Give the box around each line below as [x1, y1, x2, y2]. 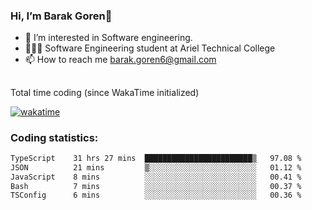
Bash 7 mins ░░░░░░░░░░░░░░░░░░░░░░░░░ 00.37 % [10, 181, 302, 191]
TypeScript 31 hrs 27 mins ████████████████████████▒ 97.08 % [10, 153, 302, 163]
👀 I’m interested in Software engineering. [24, 32, 193, 44]
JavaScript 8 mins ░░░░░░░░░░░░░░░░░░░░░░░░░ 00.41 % [10, 172, 302, 182]
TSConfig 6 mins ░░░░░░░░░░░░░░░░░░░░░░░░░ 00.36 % [10, 190, 302, 201]
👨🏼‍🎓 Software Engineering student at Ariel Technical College [24, 42, 276, 54]
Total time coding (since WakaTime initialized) [10, 86, 200, 98]
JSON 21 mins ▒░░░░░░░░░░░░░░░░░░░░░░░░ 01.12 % [10, 162, 302, 173]
